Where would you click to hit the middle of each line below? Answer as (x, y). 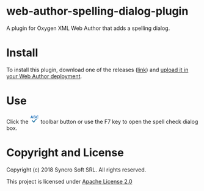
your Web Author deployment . (44, 76)
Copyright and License (65, 153)
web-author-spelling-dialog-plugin (97, 11)
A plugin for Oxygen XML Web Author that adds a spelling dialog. (88, 28)
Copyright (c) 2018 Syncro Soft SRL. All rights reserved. (76, 170)
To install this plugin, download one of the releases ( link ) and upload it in (97, 70)
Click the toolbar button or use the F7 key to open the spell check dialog (102, 121)
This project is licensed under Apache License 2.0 (69, 181)
